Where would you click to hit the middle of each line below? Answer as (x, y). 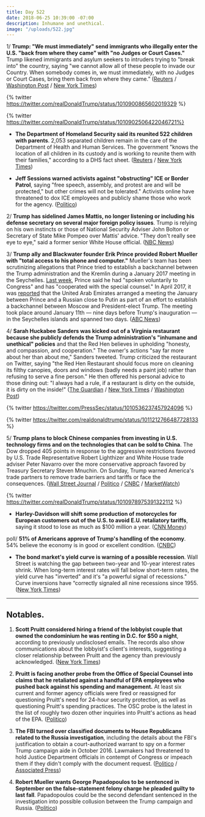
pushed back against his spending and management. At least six (98, 687)
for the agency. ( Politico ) (46, 204)
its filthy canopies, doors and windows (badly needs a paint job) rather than (101, 370)
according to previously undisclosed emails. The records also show (100, 643)
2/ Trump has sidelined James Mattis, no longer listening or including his (100, 216)
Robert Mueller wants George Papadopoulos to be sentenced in (97, 782)
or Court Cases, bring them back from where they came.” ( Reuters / (92, 79)
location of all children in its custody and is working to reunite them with (106, 154)
